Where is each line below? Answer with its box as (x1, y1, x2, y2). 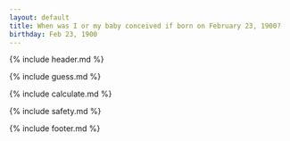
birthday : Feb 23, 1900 (9, 29, 98, 38)
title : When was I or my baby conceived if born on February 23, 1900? (9, 21, 281, 30)
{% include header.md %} (9, 54, 104, 65)
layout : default (9, 12, 70, 22)
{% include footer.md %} (9, 123, 101, 134)
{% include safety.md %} (9, 106, 102, 117)
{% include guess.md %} (9, 71, 101, 82)
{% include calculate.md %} (9, 88, 112, 99)
